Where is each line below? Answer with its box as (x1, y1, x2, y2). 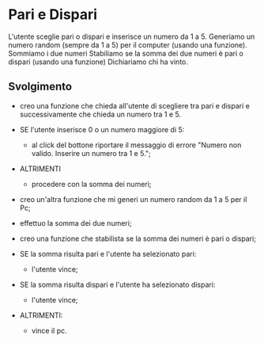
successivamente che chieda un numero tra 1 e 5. (19, 109, 182, 119)
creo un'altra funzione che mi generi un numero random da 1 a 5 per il (19, 194, 247, 204)
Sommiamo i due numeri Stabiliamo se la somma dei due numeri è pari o (8, 48, 243, 58)
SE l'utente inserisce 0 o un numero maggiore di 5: (19, 124, 185, 134)
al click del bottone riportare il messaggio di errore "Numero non (31, 140, 242, 150)
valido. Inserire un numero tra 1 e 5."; (31, 148, 152, 158)
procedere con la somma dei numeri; (31, 179, 152, 189)
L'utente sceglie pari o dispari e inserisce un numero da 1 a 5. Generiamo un (8, 32, 255, 41)
